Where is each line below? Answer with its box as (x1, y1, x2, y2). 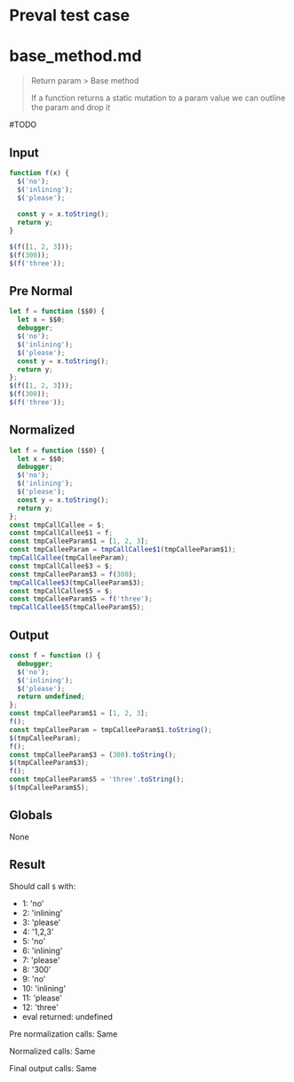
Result (9, 857, 46, 872)
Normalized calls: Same (9, 1046, 96, 1056)
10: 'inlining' (21, 983, 67, 993)
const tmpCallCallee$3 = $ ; (9, 561, 114, 570)
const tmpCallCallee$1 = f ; (9, 529, 114, 537)
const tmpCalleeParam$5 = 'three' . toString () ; (9, 775, 185, 784)
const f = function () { (9, 651, 101, 660)
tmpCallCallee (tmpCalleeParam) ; (9, 553, 129, 562)
